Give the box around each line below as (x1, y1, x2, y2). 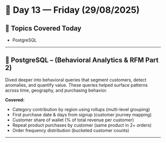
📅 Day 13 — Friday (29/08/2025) (5, 4, 140, 16)
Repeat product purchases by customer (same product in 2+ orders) (12, 122, 152, 128)
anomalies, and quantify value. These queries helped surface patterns (5, 82, 148, 88)
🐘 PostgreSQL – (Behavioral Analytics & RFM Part (5, 56, 159, 65)
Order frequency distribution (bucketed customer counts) (12, 127, 129, 133)
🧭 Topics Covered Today (5, 24, 82, 33)
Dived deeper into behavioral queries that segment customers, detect (5, 76, 147, 83)
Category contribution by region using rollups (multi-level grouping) (12, 106, 150, 112)
